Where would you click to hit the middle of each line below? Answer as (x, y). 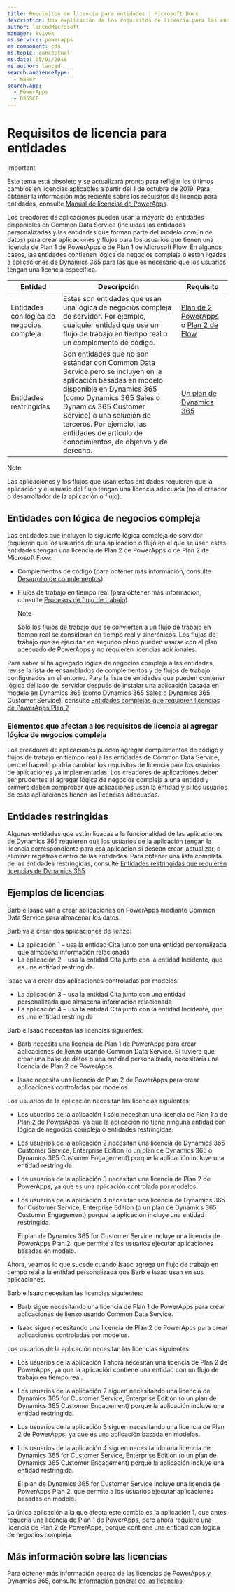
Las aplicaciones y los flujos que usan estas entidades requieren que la (110, 481)
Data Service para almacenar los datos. (64, 917)
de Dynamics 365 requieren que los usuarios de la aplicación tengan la (109, 841)
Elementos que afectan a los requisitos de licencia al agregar (113, 726)
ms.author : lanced (34, 66)
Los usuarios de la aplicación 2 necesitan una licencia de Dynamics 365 (121, 1143)
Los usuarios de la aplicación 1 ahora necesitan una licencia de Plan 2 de (122, 1362)
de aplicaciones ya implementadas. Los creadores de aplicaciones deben (113, 772)
